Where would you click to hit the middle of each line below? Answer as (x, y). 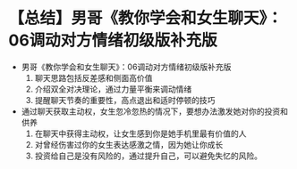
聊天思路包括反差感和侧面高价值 (93, 77)
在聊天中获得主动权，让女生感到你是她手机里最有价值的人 (140, 133)
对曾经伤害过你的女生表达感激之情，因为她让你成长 (129, 144)
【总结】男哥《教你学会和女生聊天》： (146, 18)
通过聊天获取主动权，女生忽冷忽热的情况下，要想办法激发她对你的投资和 (154, 111)
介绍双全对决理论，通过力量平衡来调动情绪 (113, 89)
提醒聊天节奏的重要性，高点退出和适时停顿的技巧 (125, 100)
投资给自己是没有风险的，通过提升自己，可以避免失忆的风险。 (148, 156)
